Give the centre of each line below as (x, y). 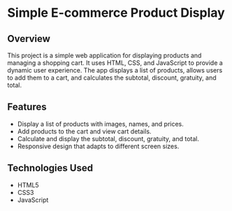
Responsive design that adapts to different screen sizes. (98, 146)
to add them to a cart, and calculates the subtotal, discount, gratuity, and (112, 78)
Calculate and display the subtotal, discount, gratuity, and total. (108, 138)
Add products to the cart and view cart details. (84, 131)
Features (27, 107)
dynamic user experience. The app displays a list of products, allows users (115, 70)
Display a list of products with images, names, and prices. (100, 124)
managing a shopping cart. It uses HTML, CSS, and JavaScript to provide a (115, 63)
